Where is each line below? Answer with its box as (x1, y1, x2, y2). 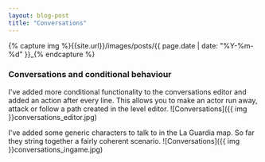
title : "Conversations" (8, 19, 88, 27)
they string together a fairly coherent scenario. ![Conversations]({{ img (8, 136, 240, 145)
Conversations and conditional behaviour (8, 69, 172, 80)
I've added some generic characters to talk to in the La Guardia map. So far (8, 128, 255, 137)
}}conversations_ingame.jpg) (8, 145, 103, 154)
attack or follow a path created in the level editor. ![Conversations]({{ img (8, 104, 247, 114)
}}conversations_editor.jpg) (8, 112, 98, 121)
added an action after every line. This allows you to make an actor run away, (8, 95, 258, 105)
